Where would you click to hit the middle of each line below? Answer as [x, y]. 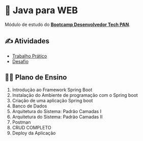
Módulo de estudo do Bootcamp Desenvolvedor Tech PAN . [67, 24]
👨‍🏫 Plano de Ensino [36, 78]
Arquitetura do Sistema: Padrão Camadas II [57, 117]
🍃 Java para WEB [41, 10]
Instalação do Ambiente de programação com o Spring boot [75, 95]
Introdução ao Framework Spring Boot [52, 90]
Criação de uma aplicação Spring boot [52, 100]
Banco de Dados [30, 106]
